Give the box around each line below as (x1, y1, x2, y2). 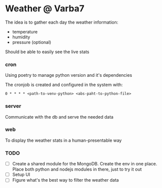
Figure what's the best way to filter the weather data (12, 177, 119, 183)
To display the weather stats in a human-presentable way (5, 137, 122, 143)
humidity (12, 34, 31, 40)
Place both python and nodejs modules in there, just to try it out (12, 166, 142, 172)
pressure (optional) (12, 39, 51, 45)
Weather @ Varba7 (5, 3, 85, 14)
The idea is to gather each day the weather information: (5, 19, 119, 25)
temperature (12, 29, 38, 34)
